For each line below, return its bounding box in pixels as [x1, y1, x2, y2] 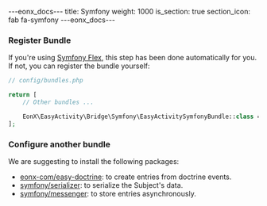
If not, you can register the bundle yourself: [8, 61, 150, 71]
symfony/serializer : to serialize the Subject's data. [19, 180, 184, 189]
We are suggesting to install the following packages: [8, 156, 180, 166]
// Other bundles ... [22, 98, 94, 106]
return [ [8, 91, 37, 99]
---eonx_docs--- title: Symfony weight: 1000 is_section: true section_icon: [8, 7, 250, 16]
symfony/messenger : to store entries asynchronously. [19, 189, 196, 198]
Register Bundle [8, 35, 72, 46]
